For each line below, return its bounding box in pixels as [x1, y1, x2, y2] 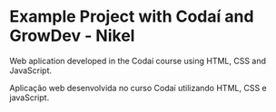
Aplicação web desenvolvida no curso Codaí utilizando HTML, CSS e [9, 82, 267, 93]
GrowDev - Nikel [9, 25, 135, 46]
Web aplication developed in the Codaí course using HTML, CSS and [9, 55, 266, 66]
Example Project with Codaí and [9, 6, 254, 27]
